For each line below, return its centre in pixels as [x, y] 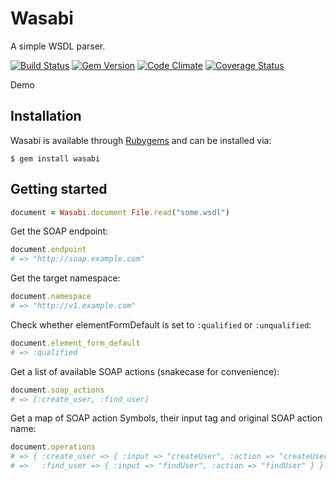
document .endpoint [48, 250]
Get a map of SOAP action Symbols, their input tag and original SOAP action [166, 418]
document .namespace [51, 297]
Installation [46, 116]
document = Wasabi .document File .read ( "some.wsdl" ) [120, 212]
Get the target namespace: [65, 278]
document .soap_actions [57, 390]
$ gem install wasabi [55, 158]
